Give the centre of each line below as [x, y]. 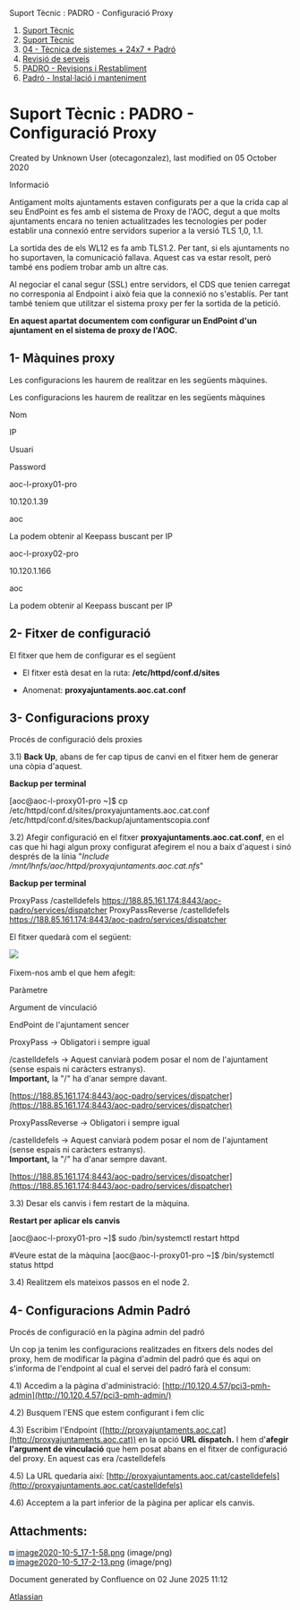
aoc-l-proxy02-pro [44, 553]
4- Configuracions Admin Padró [100, 1310]
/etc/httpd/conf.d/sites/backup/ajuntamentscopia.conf [110, 820]
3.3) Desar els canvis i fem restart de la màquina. [99, 1203]
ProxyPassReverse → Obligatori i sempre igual [95, 1123]
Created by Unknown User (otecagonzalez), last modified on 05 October [143, 158]
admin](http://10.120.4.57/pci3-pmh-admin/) [90, 1395]
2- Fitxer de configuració [80, 634]
